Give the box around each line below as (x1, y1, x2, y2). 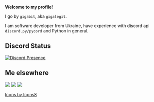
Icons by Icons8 (5, 91, 37, 97)
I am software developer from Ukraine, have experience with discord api (5, 23, 150, 29)
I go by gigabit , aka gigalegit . (5, 14, 67, 19)
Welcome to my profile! (5, 4, 53, 10)
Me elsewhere (5, 69, 49, 77)
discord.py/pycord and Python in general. (5, 28, 89, 33)
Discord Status (5, 42, 51, 50)
